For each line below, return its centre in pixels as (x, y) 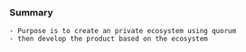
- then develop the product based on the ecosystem (109, 39)
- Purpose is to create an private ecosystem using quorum (123, 31)
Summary (32, 13)
